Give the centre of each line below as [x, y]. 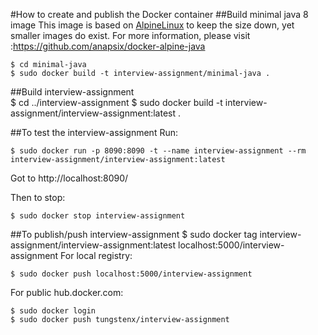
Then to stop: [38, 197]
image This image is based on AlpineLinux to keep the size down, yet [152, 25]
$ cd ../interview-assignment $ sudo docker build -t [116, 102]
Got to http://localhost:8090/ [69, 178]
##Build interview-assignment [72, 92]
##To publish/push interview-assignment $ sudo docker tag [134, 234]
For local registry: [96, 255]
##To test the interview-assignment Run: [94, 132]
